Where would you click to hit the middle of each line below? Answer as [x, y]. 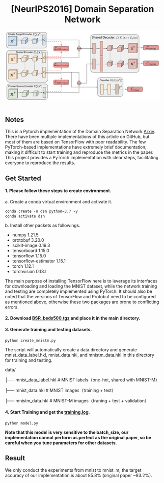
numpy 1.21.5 [25, 235]
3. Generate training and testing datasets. [49, 329]
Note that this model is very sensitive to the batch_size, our [67, 432]
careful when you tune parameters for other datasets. [61, 443]
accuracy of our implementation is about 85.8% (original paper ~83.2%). [79, 475]
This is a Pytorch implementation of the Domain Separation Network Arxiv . [80, 132]
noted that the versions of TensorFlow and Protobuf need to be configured [81, 296]
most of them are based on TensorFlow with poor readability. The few [76, 142]
